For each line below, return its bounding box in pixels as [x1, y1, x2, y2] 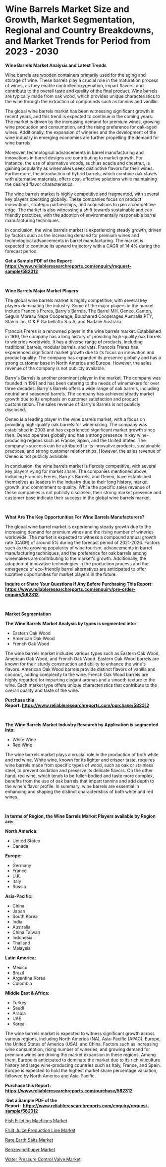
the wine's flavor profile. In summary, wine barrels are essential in [5, 783, 140, 789]
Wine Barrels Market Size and [5, 3, 130, 15]
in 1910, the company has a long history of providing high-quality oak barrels [5, 333, 162, 339]
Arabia [12, 1010, 26, 1016]
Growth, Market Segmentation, [5, 14, 135, 25]
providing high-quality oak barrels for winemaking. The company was [5, 421, 147, 427]
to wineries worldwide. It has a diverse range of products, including [5, 339, 143, 345]
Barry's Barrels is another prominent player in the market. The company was [5, 375, 161, 381]
